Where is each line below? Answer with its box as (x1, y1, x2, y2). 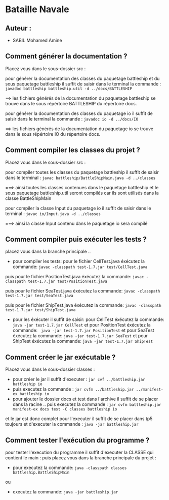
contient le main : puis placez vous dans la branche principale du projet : (5, 455, 156, 461)
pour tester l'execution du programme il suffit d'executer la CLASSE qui (5, 449, 154, 456)
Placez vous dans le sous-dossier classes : (5, 366, 95, 372)
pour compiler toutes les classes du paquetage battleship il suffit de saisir (5, 169, 159, 175)
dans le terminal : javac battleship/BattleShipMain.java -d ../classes (5, 174, 156, 181)
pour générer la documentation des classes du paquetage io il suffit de (5, 110, 153, 116)
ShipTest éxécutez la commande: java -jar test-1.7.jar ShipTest (12, 338, 153, 344)
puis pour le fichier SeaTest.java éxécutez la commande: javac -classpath (5, 288, 160, 294)
